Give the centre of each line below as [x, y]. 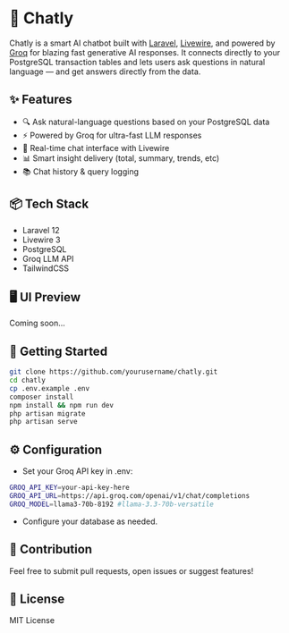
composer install [42, 397]
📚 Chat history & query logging [80, 171]
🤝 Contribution [51, 549]
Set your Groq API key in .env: [77, 471]
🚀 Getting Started [59, 351]
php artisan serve [43, 422]
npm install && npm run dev [62, 405]
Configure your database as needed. [90, 521]
